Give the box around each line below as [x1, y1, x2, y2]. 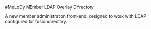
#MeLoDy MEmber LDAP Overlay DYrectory [5, 4, 94, 10]
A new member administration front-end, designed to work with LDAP [5, 14, 147, 19]
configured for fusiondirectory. [5, 19, 67, 24]
